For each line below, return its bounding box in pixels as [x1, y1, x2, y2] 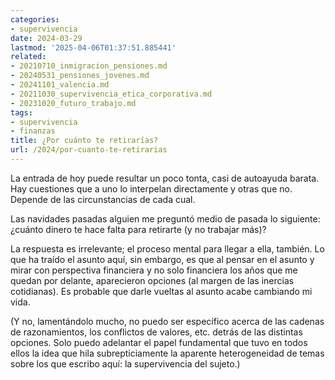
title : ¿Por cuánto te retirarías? [10, 136, 159, 146]
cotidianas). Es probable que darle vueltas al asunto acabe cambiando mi [10, 285, 313, 297]
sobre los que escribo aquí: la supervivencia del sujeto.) [10, 357, 241, 370]
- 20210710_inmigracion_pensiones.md [10, 61, 168, 71]
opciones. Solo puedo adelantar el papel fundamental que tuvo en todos [10, 336, 308, 348]
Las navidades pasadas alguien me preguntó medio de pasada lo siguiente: [10, 212, 321, 225]
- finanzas [10, 126, 56, 136]
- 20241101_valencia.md [10, 80, 110, 90]
